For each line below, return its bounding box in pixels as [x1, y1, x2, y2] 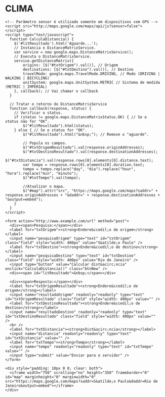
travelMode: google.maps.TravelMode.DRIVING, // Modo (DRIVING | [23, 71, 161, 76]
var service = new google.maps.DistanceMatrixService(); [14, 50, 134, 54]
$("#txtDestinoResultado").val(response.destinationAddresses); [23, 149, 158, 154]
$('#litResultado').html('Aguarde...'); [14, 41, 98, 46]
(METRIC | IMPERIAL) [5, 84, 48, 89]
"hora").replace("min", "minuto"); [5, 171, 79, 176]
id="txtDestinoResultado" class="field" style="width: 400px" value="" [5, 314, 156, 319]
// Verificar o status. [14, 110, 63, 115]
